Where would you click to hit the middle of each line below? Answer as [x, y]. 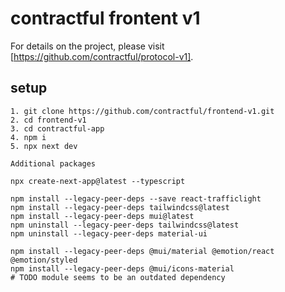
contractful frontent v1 [105, 18]
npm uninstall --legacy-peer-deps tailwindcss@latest [125, 225]
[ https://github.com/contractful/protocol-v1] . [102, 56]
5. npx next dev [44, 146]
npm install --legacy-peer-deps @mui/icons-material [122, 268]
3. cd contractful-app [57, 128]
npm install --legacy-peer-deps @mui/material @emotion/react [142, 251]
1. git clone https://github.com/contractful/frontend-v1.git [142, 111]
